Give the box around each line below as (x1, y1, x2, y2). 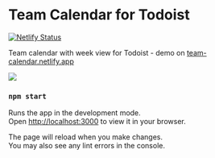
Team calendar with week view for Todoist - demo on (8, 48, 185, 57)
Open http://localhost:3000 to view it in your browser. (8, 117, 187, 127)
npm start (8, 91, 47, 101)
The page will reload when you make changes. (8, 132, 163, 142)
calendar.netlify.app (8, 56, 74, 66)
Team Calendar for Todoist (8, 6, 191, 24)
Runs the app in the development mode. (8, 108, 141, 118)
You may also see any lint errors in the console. (8, 141, 165, 151)
